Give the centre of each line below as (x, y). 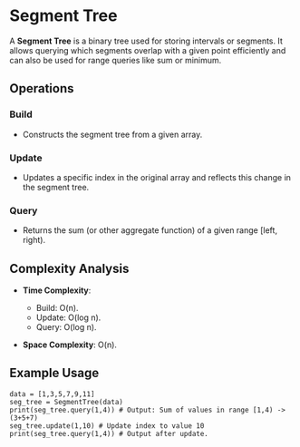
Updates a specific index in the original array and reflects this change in (157, 177)
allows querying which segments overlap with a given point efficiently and (148, 50)
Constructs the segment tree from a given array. (112, 134)
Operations (42, 88)
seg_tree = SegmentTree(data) (67, 402)
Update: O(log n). (68, 317)
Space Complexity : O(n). (70, 345)
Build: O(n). (57, 308)
